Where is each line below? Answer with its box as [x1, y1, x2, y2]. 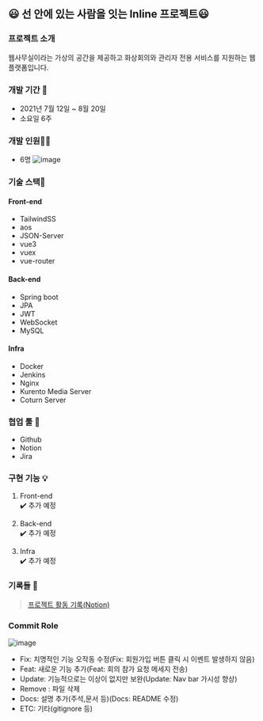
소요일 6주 [19, 113, 52, 123]
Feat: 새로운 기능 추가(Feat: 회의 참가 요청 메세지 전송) [19, 664, 189, 674]
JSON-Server [19, 231, 65, 241]
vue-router [19, 256, 55, 266]
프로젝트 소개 [8, 33, 55, 44]
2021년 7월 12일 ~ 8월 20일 [19, 104, 106, 113]
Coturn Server [19, 395, 67, 404]
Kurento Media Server [19, 386, 92, 396]
